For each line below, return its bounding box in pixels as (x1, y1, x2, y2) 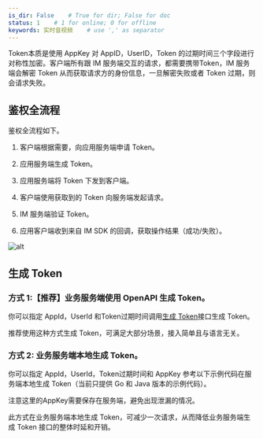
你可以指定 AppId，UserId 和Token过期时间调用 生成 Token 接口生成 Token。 (8, 312, 254, 321)
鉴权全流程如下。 (8, 126, 64, 135)
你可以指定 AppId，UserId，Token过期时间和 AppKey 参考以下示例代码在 (8, 369, 246, 378)
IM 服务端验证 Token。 (19, 209, 94, 219)
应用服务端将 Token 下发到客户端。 (19, 176, 134, 186)
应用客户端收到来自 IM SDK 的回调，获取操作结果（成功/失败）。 (19, 226, 227, 236)
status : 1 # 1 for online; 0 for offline (8, 19, 157, 27)
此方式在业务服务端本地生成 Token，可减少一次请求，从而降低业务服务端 (8, 412, 244, 422)
